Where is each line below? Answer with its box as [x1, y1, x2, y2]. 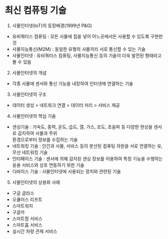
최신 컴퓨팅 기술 [5, 5, 67, 16]
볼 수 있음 [12, 59, 32, 65]
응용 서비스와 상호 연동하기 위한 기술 [12, 162, 85, 168]
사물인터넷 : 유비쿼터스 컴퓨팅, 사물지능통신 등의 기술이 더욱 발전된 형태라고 [12, 52, 162, 59]
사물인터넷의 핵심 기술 [12, 113, 57, 119]
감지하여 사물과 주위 [17, 130, 58, 136]
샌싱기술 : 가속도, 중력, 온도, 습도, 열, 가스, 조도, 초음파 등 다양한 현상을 [12, 123, 153, 130]
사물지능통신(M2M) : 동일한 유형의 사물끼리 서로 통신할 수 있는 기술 [12, 46, 146, 52]
